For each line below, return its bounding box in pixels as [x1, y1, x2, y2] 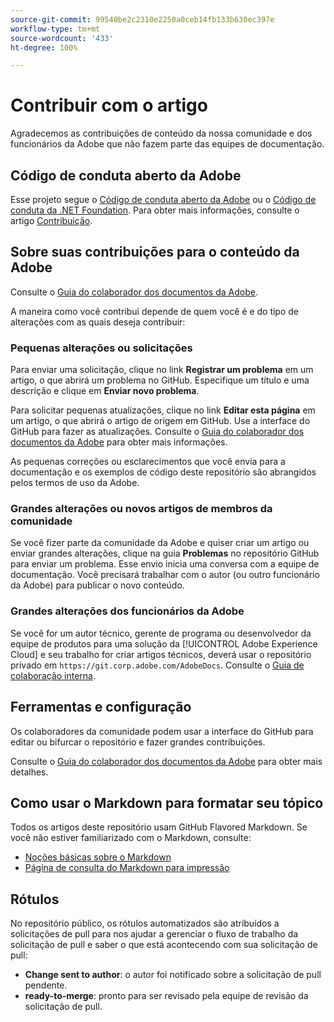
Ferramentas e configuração [10, 699, 192, 716]
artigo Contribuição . [10, 215, 93, 226]
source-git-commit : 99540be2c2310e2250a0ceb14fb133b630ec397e [10, 14, 275, 25]
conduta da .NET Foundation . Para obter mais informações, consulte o [10, 204, 300, 216]
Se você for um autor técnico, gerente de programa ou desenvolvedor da [10, 627, 312, 639]
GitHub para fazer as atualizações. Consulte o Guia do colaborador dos [10, 426, 305, 438]
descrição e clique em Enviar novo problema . [10, 385, 200, 397]
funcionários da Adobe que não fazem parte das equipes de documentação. [10, 138, 325, 150]
